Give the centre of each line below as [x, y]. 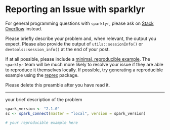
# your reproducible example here [42, 122]
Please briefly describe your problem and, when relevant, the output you [81, 38]
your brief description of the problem [44, 99]
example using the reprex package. [42, 75]
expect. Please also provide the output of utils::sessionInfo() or [74, 44]
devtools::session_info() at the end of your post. [57, 49]
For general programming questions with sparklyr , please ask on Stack [79, 23]
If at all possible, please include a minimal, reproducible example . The [78, 59]
